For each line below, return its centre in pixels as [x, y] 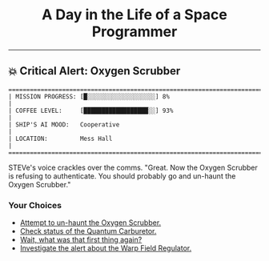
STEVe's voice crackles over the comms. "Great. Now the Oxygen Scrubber [133, 167]
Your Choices [35, 205]
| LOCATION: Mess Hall [60, 139]
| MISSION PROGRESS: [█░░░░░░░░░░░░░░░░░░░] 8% [89, 96]
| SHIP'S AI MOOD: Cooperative [64, 124]
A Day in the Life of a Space [134, 15]
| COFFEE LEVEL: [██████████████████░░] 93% [91, 110]
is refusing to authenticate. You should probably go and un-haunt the [122, 176]
